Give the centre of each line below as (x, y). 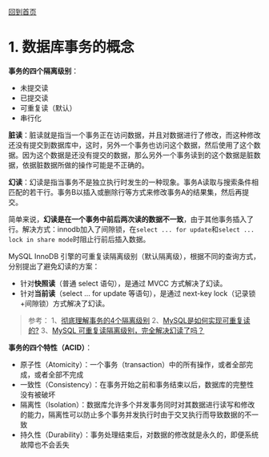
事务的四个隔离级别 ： (43, 71)
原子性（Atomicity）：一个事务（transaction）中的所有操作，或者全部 (133, 364)
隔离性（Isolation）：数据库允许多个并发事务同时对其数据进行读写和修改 (137, 404)
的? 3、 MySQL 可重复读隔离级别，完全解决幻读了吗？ (116, 330)
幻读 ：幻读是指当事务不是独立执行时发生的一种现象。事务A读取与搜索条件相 (133, 182)
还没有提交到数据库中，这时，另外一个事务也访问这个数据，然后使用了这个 (131, 145)
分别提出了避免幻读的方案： (54, 266)
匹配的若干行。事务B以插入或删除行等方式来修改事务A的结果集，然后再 (125, 192)
